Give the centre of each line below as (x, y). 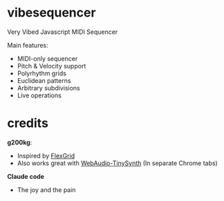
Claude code (26, 176)
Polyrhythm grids (42, 73)
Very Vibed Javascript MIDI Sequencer (63, 32)
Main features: (28, 45)
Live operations (39, 95)
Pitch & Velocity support (52, 66)
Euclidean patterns (44, 80)
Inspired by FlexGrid (46, 155)
